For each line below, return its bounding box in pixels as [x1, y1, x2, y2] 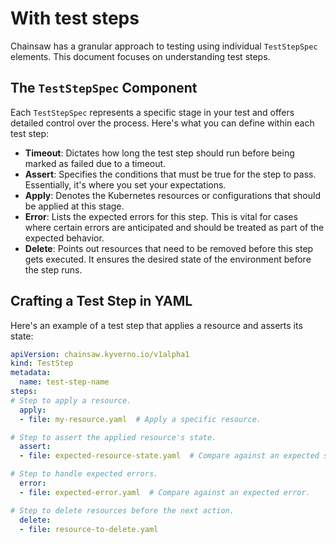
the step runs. [24, 263, 83, 276]
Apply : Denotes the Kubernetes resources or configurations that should [24, 189, 321, 201]
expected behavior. [24, 232, 105, 244]
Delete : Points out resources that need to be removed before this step [24, 242, 314, 254]
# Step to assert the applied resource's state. [10, 432, 217, 442]
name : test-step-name [19, 377, 110, 387]
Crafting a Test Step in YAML [10, 293, 193, 310]
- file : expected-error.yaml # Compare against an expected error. [19, 487, 311, 497]
